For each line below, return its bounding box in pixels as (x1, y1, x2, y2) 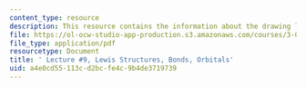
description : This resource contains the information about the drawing (9, 22, 291, 31)
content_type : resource (9, 13, 100, 23)
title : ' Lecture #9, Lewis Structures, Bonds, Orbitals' (9, 55, 234, 64)
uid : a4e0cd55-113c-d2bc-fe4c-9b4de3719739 (9, 64, 178, 73)
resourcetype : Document (9, 47, 100, 56)
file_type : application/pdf (9, 38, 117, 48)
